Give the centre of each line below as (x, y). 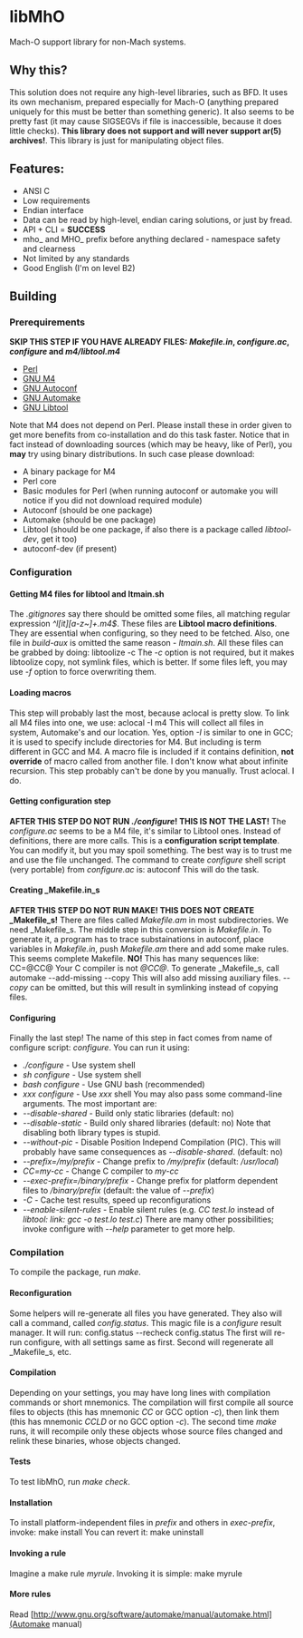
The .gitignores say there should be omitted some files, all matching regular (150, 614)
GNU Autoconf (50, 388)
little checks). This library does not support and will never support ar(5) (146, 131)
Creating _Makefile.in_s (55, 890)
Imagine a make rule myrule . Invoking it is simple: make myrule (126, 1573)
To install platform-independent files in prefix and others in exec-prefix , (142, 1523)
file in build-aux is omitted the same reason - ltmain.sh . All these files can (147, 643)
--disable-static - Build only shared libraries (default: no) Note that (147, 1123)
